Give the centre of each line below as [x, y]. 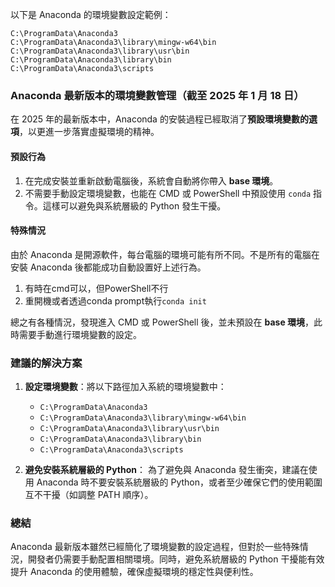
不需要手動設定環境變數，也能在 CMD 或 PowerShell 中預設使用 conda [168, 193]
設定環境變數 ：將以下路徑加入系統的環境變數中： [125, 386]
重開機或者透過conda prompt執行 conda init [115, 300]
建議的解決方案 [46, 363]
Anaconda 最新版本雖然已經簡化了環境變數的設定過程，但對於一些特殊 [155, 547]
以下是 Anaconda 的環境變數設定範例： [91, 14]
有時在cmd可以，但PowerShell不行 [96, 288]
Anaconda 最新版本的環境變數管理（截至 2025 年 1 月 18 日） [157, 95]
